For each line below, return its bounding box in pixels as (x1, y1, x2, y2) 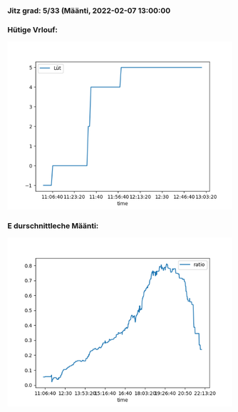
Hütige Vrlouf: (7, 24, 58, 34)
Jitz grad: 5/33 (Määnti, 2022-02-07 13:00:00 (7, 6, 171, 16)
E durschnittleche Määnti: (7, 221, 99, 231)
